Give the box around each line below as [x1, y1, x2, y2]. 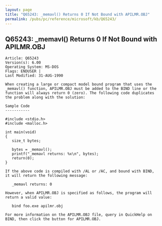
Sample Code [5, 104, 30, 109]
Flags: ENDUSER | [5, 69, 41, 74]
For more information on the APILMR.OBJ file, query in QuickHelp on [5, 212, 153, 218]
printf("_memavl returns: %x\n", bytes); [11, 151, 99, 156]
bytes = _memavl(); [11, 147, 52, 152]
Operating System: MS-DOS [5, 65, 59, 70]
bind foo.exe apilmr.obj [11, 204, 64, 209]
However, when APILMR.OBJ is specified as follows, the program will [5, 191, 153, 196]
